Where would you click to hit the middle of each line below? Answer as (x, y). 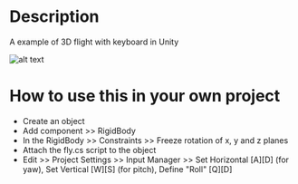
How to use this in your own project (145, 96)
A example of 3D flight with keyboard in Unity (94, 42)
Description (54, 17)
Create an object (53, 121)
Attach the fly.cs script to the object (89, 150)
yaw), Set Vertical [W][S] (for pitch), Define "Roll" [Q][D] (127, 169)
